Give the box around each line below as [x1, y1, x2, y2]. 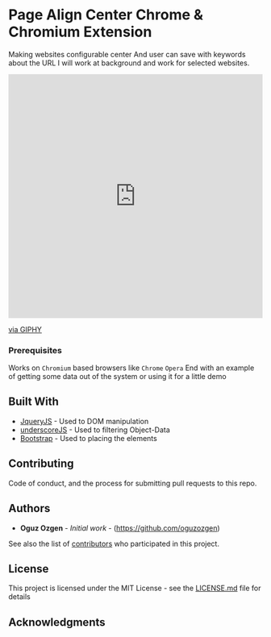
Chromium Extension [8, 23, 152, 41]
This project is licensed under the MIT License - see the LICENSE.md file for [8, 583, 261, 593]
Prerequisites [8, 344, 62, 356]
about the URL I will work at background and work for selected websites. [8, 58, 250, 68]
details [8, 592, 31, 602]
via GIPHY [8, 324, 43, 334]
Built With [8, 395, 59, 409]
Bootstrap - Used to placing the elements [19, 433, 157, 443]
